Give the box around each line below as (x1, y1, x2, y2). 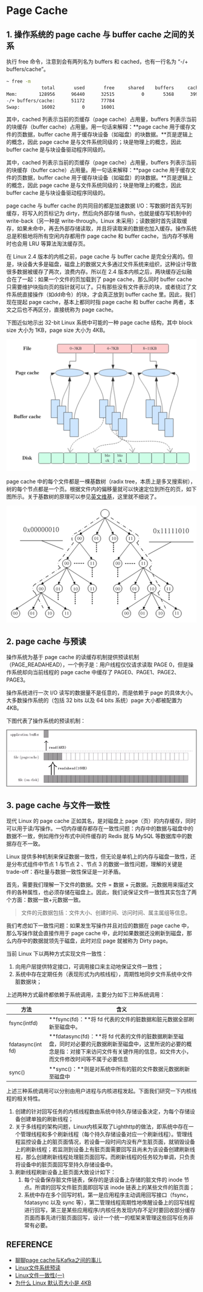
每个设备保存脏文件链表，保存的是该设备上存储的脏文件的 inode (24, 1176, 183, 1183)
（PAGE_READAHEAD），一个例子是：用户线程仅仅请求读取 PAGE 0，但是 (6, 661, 188, 668)
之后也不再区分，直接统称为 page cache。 (11, 306, 117, 313)
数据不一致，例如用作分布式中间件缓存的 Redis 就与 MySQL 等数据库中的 (6, 833, 187, 840)
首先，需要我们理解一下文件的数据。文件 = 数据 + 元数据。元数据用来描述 (6, 881, 189, 888)
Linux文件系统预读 (14, 1263, 61, 1271)
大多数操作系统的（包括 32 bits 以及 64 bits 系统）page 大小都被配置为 (6, 697, 182, 704)
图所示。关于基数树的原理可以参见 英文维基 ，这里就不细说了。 (6, 493, 160, 500)
